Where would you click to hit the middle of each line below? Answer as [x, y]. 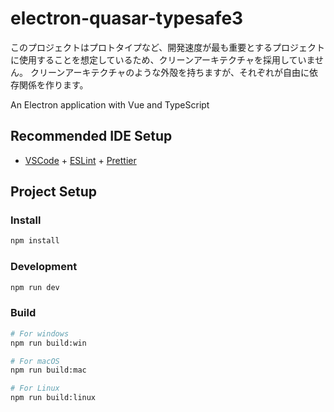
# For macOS [35, 361]
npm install [35, 241]
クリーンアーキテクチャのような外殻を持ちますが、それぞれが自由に [169, 72]
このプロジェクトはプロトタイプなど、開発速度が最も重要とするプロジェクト [167, 47]
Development [44, 267]
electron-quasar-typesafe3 [127, 18]
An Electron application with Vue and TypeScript [110, 104]
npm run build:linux [53, 398]
